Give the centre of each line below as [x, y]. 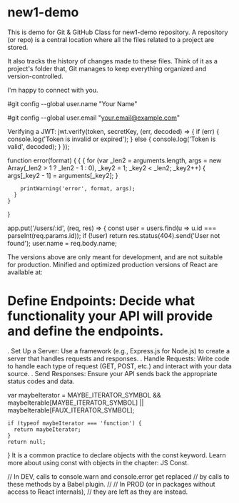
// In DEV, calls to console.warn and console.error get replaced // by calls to [118, 476]
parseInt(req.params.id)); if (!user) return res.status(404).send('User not [114, 235]
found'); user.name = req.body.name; [62, 243]
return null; [27, 442]
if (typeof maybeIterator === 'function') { [75, 423]
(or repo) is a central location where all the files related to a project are [111, 39]
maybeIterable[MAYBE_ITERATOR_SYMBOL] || [76, 403]
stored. [18, 47]
